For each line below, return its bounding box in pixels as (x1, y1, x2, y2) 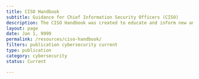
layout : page (6, 25, 38, 31)
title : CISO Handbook (6, 8, 60, 15)
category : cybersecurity (6, 53, 68, 59)
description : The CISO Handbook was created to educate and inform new (6, 20, 187, 26)
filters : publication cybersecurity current (6, 42, 118, 48)
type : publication (6, 48, 52, 53)
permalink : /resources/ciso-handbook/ (6, 36, 102, 42)
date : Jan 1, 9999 (6, 31, 52, 37)
